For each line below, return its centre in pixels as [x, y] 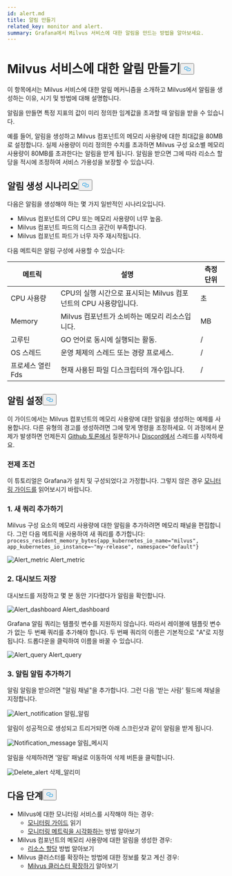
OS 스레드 [26, 353]
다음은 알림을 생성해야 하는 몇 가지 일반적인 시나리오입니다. [86, 204]
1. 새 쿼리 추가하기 [35, 509]
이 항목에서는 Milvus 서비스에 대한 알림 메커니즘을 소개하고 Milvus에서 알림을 [112, 90]
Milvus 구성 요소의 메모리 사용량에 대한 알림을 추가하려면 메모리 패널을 [102, 525]
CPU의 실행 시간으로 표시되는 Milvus [117, 293]
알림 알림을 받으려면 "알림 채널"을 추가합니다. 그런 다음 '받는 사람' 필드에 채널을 [114, 690]
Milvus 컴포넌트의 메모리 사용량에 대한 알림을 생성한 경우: [95, 839]
